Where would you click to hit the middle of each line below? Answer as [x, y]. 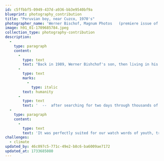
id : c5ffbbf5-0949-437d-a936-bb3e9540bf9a [49, 10]
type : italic [44, 87]
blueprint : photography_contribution [43, 14]
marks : [29, 78]
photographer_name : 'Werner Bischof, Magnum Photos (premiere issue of [82, 23]
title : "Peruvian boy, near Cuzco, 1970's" [50, 19]
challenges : [17, 137]
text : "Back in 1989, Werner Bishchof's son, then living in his [91, 64]
